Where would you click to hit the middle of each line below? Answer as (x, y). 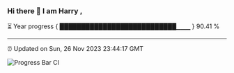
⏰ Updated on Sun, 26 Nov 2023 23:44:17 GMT (76, 49)
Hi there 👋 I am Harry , (45, 11)
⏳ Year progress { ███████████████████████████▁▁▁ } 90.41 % (114, 26)
